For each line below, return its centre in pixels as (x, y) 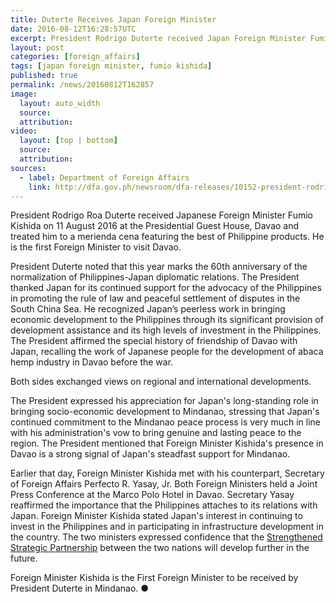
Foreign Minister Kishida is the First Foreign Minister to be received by (154, 578)
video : (24, 131)
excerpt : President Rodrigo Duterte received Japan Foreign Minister (158, 38)
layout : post (37, 47)
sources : (28, 168)
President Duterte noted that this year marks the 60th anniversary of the (159, 267)
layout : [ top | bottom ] (68, 141)
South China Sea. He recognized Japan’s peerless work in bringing (148, 309)
